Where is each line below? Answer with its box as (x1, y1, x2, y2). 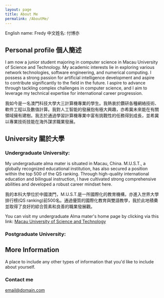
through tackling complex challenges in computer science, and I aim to (5, 85, 147, 91)
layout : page (5, 7, 32, 12)
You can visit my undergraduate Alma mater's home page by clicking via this (5, 213, 159, 219)
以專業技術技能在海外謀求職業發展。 (5, 119, 78, 125)
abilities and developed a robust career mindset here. (5, 181, 112, 187)
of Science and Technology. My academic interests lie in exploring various (5, 64, 155, 70)
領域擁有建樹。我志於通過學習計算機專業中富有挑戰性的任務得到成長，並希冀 (5, 113, 159, 119)
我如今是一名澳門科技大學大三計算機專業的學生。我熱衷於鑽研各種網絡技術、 (5, 101, 159, 106)
